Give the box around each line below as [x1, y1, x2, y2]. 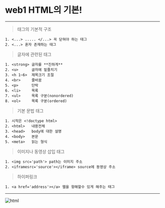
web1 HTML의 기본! [5, 4, 82, 16]
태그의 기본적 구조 [17, 26, 52, 32]
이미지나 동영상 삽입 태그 [17, 148, 65, 155]
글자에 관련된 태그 [17, 51, 52, 57]
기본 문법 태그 [17, 107, 44, 113]
